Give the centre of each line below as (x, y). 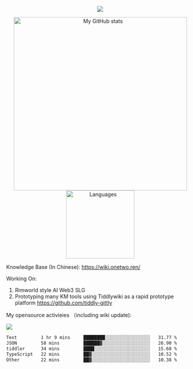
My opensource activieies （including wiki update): (69, 315)
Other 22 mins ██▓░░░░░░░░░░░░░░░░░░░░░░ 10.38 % (92, 360)
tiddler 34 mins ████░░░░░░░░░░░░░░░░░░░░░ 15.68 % (92, 349)
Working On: (21, 278)
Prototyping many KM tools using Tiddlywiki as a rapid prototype (94, 296)
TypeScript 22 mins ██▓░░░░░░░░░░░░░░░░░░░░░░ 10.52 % (92, 354)
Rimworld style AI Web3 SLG (50, 290)
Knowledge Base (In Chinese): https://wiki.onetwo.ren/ (73, 267)
